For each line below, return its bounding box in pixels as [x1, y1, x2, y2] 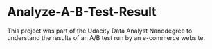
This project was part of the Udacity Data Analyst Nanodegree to [7, 27, 193, 35]
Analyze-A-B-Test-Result [7, 4, 157, 20]
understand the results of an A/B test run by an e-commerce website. [7, 33, 206, 42]
